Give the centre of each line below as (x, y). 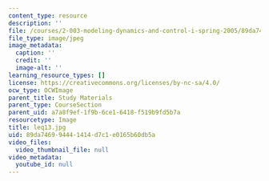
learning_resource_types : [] (57, 75)
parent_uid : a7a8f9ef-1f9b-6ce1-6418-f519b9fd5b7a (94, 113)
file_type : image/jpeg (46, 38)
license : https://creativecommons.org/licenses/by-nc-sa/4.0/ (114, 82)
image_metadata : (35, 46)
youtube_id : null (44, 165)
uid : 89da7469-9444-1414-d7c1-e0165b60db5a (82, 135)
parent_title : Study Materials (60, 98)
